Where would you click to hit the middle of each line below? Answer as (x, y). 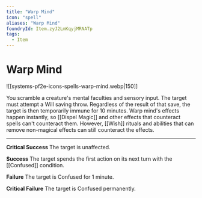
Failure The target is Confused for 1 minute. (60, 177)
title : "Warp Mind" (31, 12)
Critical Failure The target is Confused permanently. (71, 188)
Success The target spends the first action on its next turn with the (89, 159)
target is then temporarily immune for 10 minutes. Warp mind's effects (93, 110)
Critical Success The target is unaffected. (58, 147)
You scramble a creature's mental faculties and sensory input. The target (96, 97)
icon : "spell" (24, 17)
